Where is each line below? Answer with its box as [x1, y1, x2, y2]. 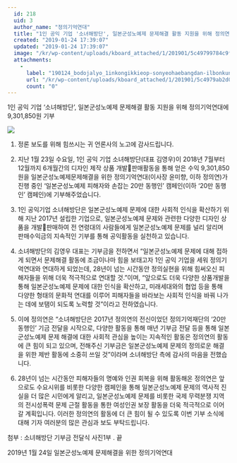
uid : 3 [13, 17, 33, 24]
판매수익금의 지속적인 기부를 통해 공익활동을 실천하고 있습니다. [17, 232, 190, 240]
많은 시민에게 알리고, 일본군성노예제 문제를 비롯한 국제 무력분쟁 [38, 392, 212, 400]
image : [13, 50, 33, 57]
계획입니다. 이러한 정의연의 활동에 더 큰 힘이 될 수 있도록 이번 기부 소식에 [25, 409, 224, 418]
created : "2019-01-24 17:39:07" [13, 37, 109, 44]
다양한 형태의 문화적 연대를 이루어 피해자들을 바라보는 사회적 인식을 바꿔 [17, 291, 216, 300]
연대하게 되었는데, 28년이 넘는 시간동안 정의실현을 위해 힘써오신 [42, 264, 217, 273]
